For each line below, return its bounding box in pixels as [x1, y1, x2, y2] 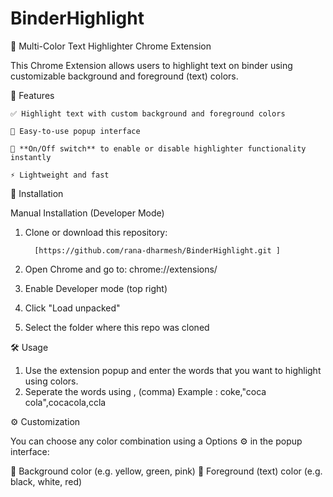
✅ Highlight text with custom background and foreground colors [10, 108, 286, 119]
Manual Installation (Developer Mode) [10, 207, 165, 219]
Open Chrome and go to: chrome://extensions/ [24, 263, 218, 275]
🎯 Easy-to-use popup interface [10, 126, 141, 136]
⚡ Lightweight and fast [10, 170, 110, 180]
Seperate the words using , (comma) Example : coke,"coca [24, 385, 267, 397]
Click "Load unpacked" [24, 302, 121, 314]
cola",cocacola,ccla [24, 396, 107, 408]
